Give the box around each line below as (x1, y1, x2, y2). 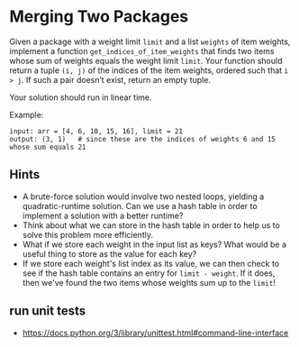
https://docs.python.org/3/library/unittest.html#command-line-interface (22, 327, 289, 338)
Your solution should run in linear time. (9, 92, 152, 103)
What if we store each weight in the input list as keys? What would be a (22, 239, 286, 250)
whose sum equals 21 (9, 142, 87, 151)
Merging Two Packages (9, 6, 189, 27)
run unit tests (9, 304, 86, 319)
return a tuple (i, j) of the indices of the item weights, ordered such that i (9, 65, 289, 76)
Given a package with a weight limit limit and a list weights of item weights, (9, 36, 291, 47)
